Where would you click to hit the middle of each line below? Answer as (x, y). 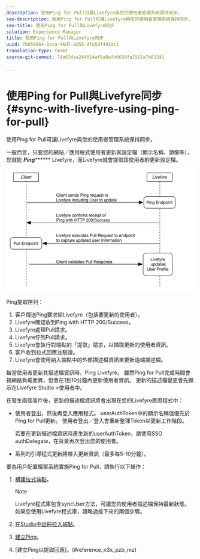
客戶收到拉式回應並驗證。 (46, 352)
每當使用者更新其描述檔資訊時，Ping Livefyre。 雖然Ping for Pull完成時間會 (98, 372)
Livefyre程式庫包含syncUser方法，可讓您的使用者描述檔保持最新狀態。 (102, 504)
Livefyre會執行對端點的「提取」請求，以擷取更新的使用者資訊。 (93, 344)
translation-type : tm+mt (37, 51)
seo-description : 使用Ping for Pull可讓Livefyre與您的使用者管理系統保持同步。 (99, 19)
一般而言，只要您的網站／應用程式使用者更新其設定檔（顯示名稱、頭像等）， (99, 152)
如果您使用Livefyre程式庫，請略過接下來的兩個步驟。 (80, 511)
